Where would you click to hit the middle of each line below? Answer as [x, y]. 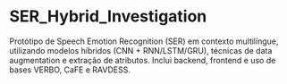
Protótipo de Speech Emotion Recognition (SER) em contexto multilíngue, [144, 41]
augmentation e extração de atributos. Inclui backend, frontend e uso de [143, 60]
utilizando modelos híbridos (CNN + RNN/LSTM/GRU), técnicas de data [141, 50]
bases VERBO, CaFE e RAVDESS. [70, 70]
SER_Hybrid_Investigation [108, 17]
